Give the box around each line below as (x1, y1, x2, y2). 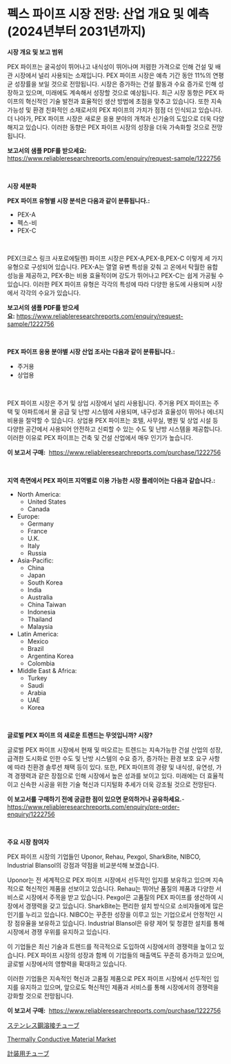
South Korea (27, 578, 63, 587)
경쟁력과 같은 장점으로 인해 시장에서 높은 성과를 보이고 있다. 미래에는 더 (14, 771, 205, 780)
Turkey (27, 674, 48, 682)
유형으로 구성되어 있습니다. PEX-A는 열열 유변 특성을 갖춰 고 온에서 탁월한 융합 (7, 262, 219, 270)
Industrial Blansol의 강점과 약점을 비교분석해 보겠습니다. (7, 861, 159, 869)
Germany (27, 520, 54, 528)
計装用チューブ (7, 1049, 50, 1057)
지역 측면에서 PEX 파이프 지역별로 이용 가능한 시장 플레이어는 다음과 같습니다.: (7, 476, 216, 484)
